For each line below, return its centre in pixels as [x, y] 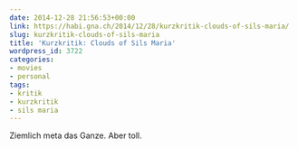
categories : [32, 60]
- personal [30, 77]
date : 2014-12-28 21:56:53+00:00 [72, 18]
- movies [26, 69]
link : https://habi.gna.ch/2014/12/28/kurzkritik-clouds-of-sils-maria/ [149, 26]
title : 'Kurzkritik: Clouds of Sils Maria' [93, 43]
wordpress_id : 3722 [46, 51]
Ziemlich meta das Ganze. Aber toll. [76, 135]
